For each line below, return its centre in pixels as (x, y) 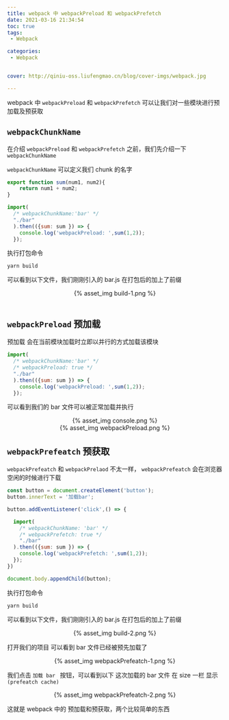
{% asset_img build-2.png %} (115, 633)
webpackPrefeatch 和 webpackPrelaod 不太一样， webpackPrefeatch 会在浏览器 (115, 469)
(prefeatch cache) (33, 682)
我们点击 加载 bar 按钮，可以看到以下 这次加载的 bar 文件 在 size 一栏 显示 (113, 675)
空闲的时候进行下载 (34, 478)
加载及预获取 (25, 111)
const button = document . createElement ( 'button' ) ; (81, 491)
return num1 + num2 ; (49, 189)
